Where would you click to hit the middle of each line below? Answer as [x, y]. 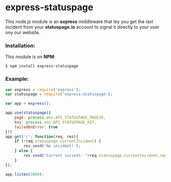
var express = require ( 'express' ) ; [43, 89]
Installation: [20, 45]
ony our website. [23, 32]
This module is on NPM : [31, 57]
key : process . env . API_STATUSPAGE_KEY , [55, 122]
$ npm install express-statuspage [42, 66]
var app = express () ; [28, 104]
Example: [17, 79]
